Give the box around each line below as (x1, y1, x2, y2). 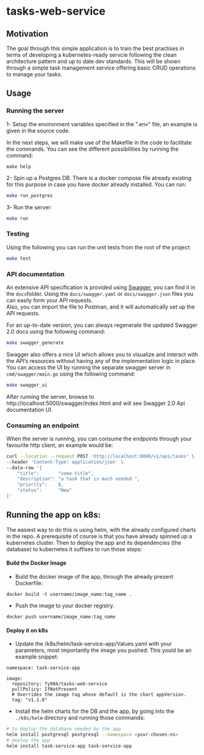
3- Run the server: (6, 203, 52, 211)
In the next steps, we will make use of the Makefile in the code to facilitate (6, 138, 192, 146)
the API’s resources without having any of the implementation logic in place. (6, 357, 197, 364)
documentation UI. (6, 406, 53, 413)
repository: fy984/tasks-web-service (12, 681, 108, 687)
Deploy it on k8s (6, 626, 49, 634)
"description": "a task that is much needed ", (17, 476, 140, 482)
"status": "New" (17, 487, 72, 493)
